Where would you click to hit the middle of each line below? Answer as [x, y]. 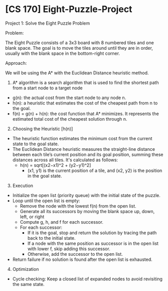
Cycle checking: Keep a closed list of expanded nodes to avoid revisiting [88, 279]
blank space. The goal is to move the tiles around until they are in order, [79, 48]
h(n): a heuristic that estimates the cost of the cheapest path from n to [85, 103]
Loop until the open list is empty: [46, 201]
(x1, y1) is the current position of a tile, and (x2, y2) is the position [95, 170]
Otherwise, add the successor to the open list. [75, 254]
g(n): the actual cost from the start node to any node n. [69, 98]
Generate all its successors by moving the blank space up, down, [87, 211]
